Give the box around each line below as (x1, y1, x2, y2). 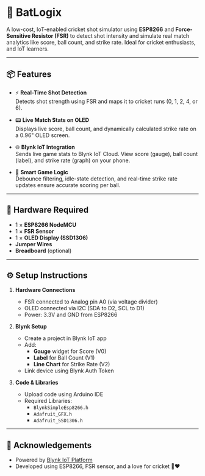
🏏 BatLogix (6, 5, 62, 20)
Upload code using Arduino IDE (24, 391, 104, 398)
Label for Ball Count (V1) (33, 354, 95, 361)
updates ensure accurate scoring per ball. (15, 181, 121, 188)
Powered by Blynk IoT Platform (15, 456, 93, 464)
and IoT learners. (6, 45, 49, 52)
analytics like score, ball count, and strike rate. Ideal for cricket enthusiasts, (6, 38, 196, 46)
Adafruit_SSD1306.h (33, 417, 84, 424)
